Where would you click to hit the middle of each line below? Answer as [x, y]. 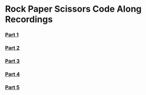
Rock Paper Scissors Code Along [73, 9]
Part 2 [12, 48]
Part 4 [12, 74]
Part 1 [12, 35]
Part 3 [12, 61]
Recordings [29, 19]
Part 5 [12, 87]
